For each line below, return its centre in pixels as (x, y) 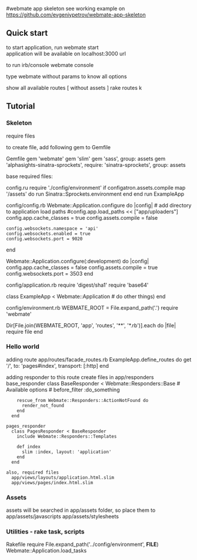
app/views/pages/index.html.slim (52, 482)
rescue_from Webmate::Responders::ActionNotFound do (83, 400)
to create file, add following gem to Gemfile (59, 147)
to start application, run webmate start (52, 47)
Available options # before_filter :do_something (63, 390)
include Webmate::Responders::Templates (67, 436)
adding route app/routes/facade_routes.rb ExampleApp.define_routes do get (99, 359)
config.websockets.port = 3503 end (50, 273)
